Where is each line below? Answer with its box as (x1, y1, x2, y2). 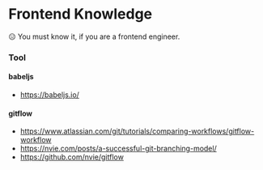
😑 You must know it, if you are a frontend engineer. (8, 32, 180, 41)
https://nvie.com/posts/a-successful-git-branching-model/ (19, 143, 217, 154)
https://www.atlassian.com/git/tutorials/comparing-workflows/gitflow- (19, 126, 255, 136)
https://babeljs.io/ (19, 90, 79, 100)
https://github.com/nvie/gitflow (19, 152, 124, 162)
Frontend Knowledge (8, 5, 153, 23)
